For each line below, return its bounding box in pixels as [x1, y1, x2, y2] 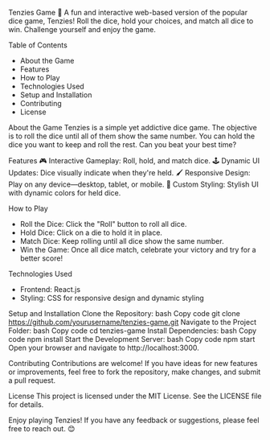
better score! [19, 253, 63, 263]
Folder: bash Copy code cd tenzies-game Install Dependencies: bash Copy [8, 326, 257, 335]
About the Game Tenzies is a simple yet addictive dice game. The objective [8, 123, 257, 132]
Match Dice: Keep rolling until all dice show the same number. [19, 236, 224, 245]
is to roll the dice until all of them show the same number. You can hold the [8, 131, 256, 141]
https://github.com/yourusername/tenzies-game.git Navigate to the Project [8, 318, 257, 327]
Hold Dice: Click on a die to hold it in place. [19, 228, 163, 237]
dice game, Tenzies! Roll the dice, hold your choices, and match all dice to [8, 16, 254, 26]
